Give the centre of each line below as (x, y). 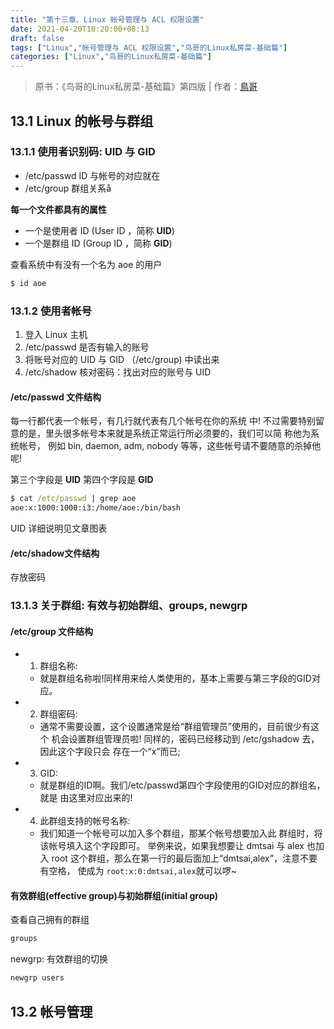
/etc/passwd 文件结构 (56, 397)
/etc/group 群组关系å (68, 188)
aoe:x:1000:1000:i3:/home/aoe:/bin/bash (96, 508)
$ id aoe (28, 283)
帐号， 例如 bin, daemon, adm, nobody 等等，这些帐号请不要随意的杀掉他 (170, 446)
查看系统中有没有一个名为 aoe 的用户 (86, 264)
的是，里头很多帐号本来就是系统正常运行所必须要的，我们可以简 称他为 (164, 433)
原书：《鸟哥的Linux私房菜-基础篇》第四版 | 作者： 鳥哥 (146, 87)
